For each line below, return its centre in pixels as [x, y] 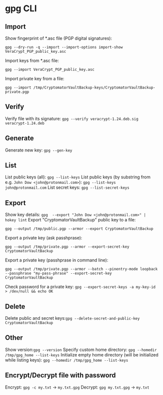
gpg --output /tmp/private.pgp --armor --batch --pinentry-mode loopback [81, 269]
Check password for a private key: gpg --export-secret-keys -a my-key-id [80, 287]
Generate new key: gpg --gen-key [39, 150]
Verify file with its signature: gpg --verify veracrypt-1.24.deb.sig [72, 118]
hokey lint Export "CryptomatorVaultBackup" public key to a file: [71, 220]
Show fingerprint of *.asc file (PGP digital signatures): [59, 38]
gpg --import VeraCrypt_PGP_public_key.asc [50, 69]
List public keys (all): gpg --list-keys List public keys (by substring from [78, 177]
